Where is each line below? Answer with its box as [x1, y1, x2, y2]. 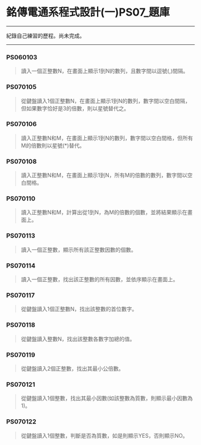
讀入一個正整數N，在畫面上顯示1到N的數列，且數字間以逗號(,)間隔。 [20, 67, 188, 75]
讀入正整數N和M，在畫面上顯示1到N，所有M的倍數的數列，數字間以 [20, 172, 187, 179]
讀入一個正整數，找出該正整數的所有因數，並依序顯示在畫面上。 [20, 276, 178, 283]
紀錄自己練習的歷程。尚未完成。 [6, 32, 85, 39]
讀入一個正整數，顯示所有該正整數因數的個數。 [20, 246, 136, 253]
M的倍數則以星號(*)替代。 [20, 142, 85, 149]
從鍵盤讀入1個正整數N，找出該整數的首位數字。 [20, 305, 138, 312]
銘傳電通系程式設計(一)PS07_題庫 [6, 5, 170, 19]
